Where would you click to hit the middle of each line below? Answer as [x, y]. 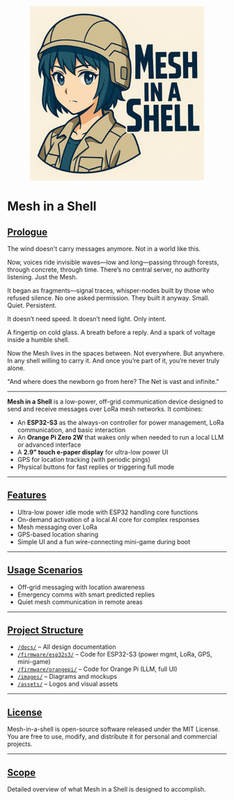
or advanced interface [49, 445]
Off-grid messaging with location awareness [81, 587]
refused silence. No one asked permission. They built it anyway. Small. [109, 298]
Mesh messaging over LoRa [57, 527]
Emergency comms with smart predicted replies [86, 594]
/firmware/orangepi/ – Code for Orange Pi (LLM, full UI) [97, 669]
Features [27, 495]
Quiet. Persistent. [32, 305]
